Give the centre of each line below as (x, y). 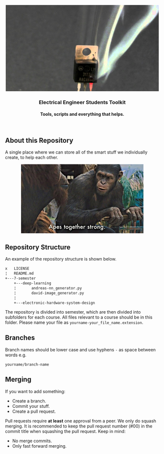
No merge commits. (32, 441)
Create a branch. (29, 401)
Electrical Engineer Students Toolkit (82, 103)
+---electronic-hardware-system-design (55, 303)
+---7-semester (21, 278)
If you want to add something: (35, 391)
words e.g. (16, 355)
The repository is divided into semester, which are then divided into (73, 312)
